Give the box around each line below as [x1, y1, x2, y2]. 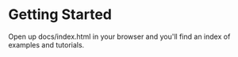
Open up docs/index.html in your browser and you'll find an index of [8, 32, 231, 41]
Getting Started [8, 6, 113, 24]
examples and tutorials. [8, 40, 85, 49]
